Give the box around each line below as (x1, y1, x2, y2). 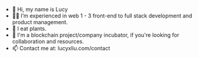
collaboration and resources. (12, 38, 84, 45)
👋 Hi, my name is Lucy (12, 6, 68, 13)
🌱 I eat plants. (12, 25, 47, 32)
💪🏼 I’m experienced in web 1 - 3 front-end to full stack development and (12, 12, 193, 19)
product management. (12, 19, 68, 25)
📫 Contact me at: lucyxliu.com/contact (12, 45, 111, 51)
